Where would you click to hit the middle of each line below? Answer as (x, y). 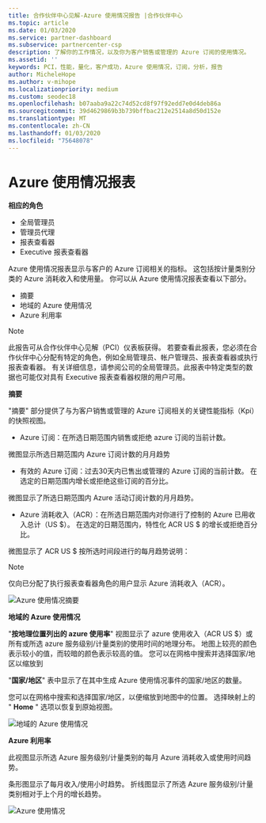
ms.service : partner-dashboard (60, 38)
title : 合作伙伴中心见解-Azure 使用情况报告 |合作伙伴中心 (96, 15)
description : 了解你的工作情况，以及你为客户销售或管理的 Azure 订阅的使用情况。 (129, 52)
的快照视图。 (29, 421)
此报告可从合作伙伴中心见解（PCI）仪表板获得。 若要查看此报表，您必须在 (129, 347)
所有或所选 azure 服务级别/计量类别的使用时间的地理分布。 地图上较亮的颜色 (133, 644)
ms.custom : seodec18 (42, 97)
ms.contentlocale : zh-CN (49, 126)
